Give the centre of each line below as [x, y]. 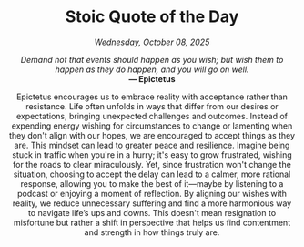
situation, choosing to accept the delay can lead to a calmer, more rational [152, 174]
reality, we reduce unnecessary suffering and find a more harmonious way [152, 203]
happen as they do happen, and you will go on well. [152, 69]
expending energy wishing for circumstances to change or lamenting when [152, 126]
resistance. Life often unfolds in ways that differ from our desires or [152, 106]
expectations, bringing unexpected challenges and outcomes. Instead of [152, 116]
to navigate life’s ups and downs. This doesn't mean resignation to [152, 212]
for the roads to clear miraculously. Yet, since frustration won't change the [152, 164]
